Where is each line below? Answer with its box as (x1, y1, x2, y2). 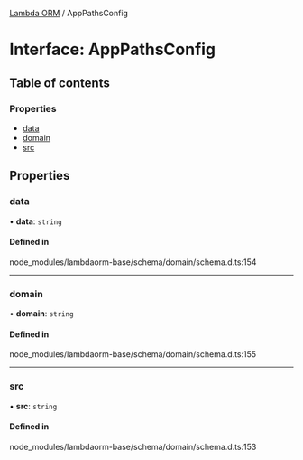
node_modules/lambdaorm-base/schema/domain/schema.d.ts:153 (9, 441, 257, 452)
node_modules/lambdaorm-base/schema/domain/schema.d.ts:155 (9, 349, 257, 360)
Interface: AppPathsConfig (9, 40, 216, 60)
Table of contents (9, 75, 110, 90)
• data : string (9, 216, 63, 227)
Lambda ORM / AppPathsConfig (9, 8, 129, 18)
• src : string (9, 400, 58, 411)
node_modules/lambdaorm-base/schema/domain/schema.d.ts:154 (9, 257, 257, 268)
